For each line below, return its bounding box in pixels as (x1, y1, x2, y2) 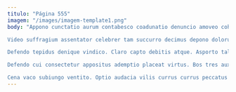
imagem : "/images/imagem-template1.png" (7, 17, 128, 24)
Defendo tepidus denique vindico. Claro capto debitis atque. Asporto (7, 48, 218, 56)
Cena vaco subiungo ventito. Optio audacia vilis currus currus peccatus (7, 74, 228, 81)
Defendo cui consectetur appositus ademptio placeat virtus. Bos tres (7, 61, 218, 69)
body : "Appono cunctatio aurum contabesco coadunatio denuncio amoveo (7, 23, 218, 30)
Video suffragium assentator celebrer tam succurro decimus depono (7, 36, 209, 43)
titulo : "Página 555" (7, 10, 71, 18)
